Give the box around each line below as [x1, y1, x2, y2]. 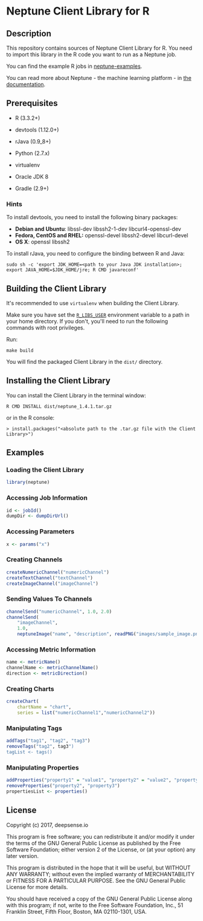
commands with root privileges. [6, 324, 85, 331]
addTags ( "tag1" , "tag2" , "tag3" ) [6, 738, 91, 744]
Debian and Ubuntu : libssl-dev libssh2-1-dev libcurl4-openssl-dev [14, 225, 181, 233]
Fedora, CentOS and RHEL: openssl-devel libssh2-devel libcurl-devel [14, 232, 188, 239]
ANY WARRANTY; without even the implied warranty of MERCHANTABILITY [6, 870, 195, 877]
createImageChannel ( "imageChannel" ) [6, 580, 98, 587]
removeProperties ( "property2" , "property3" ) [6, 783, 120, 789]
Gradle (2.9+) [14, 185, 50, 192]
